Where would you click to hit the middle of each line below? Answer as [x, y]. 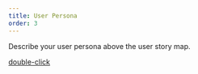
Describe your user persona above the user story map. [99, 46]
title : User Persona [43, 16]
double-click [29, 62]
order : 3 [23, 23]
